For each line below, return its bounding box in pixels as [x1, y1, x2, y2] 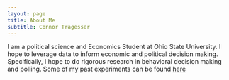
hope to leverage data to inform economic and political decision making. [7, 50, 218, 58]
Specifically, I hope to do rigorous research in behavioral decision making [7, 58, 222, 66]
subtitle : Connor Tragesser [7, 23, 91, 30]
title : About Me [7, 17, 55, 24]
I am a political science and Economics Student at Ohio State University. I [7, 43, 221, 51]
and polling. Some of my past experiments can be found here [7, 65, 186, 74]
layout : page [7, 10, 46, 18]
